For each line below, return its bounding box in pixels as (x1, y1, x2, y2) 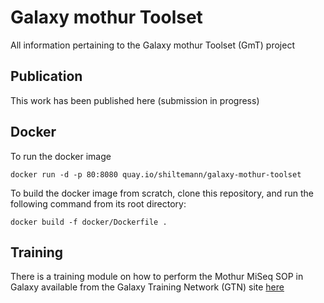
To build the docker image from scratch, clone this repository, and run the (10, 187, 314, 199)
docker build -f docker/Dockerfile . (10, 217, 168, 227)
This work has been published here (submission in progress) (10, 94, 260, 106)
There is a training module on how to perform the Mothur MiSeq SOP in (10, 271, 304, 283)
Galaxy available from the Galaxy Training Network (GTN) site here (10, 281, 285, 293)
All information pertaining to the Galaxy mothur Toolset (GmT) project (10, 39, 295, 51)
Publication (10, 68, 83, 85)
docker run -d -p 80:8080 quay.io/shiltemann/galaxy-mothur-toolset (10, 169, 302, 180)
